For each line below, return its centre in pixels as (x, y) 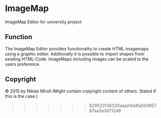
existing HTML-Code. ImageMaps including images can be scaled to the (77, 59)
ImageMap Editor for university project (43, 22)
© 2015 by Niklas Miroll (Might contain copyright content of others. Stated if (80, 91)
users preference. (23, 64)
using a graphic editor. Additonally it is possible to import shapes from (75, 54)
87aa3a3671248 (105, 111)
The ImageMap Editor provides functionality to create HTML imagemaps (77, 48)
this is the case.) (21, 96)
